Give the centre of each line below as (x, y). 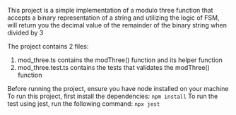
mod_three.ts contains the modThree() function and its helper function (120, 60)
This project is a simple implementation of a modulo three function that (110, 10)
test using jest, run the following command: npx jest (84, 104)
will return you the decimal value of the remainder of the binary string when (117, 25)
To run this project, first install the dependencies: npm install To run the (113, 96)
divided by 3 (25, 32)
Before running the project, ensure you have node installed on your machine (118, 89)
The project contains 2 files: (48, 46)
